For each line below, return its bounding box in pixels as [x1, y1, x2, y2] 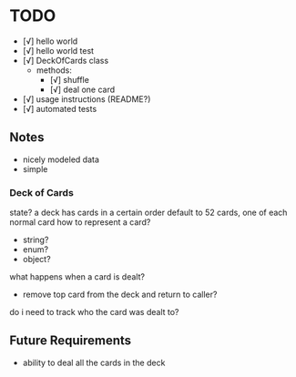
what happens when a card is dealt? [9, 271, 146, 282]
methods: [36, 65, 73, 76]
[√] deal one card [49, 84, 116, 95]
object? [22, 254, 52, 265]
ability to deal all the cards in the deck [22, 357, 166, 368]
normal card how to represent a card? [9, 217, 151, 228]
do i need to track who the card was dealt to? [9, 307, 179, 318]
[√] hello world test [22, 45, 94, 56]
